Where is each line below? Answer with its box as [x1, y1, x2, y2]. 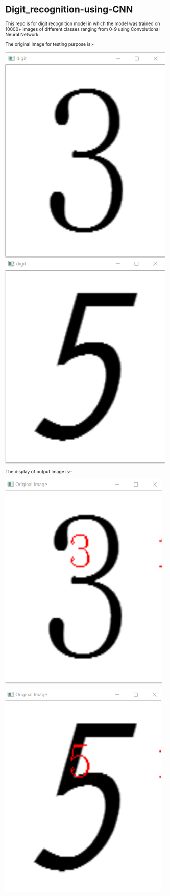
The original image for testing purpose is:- [5, 41, 94, 47]
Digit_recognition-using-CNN [5, 4, 133, 15]
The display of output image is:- [5, 468, 72, 474]
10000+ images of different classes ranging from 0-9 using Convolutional [5, 26, 160, 32]
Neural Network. [5, 31, 40, 37]
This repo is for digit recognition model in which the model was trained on [5, 20, 160, 27]
